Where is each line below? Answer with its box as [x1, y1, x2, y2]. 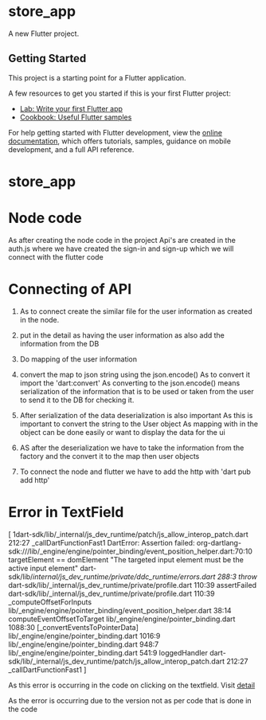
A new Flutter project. [8, 29, 80, 38]
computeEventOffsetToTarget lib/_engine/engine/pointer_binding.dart [8, 614, 236, 624]
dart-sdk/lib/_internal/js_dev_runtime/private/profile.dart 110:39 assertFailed [8, 580, 257, 589]
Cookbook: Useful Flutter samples [19, 112, 132, 122]
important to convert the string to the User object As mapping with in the [19, 419, 259, 428]
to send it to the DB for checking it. [19, 395, 135, 405]
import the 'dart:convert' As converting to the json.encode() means [19, 378, 241, 388]
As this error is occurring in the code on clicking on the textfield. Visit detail [8, 680, 256, 690]
